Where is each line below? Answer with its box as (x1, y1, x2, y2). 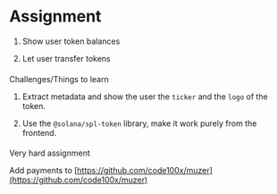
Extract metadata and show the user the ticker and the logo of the (21, 91, 268, 102)
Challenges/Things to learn (9, 73, 109, 84)
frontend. (21, 127, 57, 138)
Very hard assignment (9, 148, 91, 158)
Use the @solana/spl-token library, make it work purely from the (21, 118, 257, 129)
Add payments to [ (9, 165, 78, 176)
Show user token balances (21, 36, 121, 46)
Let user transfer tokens (21, 53, 111, 63)
